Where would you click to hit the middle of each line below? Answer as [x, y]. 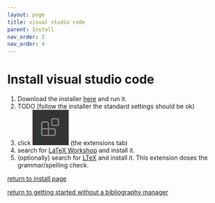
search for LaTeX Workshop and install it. [76, 151]
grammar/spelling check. [53, 165]
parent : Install [31, 29]
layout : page [26, 15]
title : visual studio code [46, 22]
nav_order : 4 [26, 44]
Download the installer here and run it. [72, 99]
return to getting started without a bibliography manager [88, 193]
